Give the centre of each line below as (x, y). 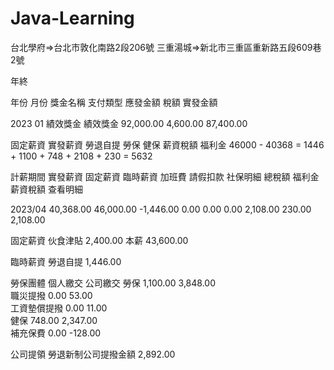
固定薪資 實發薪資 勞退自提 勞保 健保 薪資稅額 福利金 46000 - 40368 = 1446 (167, 144)
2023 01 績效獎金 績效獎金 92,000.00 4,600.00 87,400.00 (129, 123)
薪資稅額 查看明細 (46, 189)
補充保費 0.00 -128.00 (56, 333)
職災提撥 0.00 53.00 (51, 295)
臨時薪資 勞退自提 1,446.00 (66, 261)
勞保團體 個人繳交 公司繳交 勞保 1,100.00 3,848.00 (113, 283)
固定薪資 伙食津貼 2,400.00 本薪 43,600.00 (99, 240)
